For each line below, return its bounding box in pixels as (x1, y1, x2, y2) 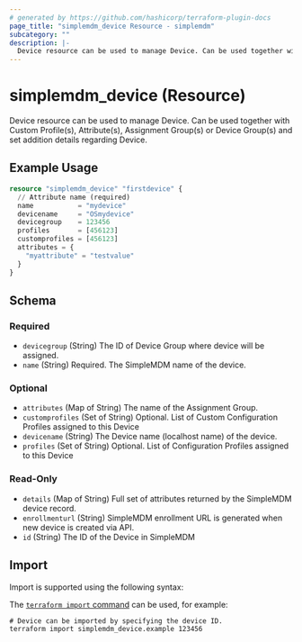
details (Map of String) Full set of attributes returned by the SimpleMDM (22, 493, 292, 504)
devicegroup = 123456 (17, 218, 111, 227)
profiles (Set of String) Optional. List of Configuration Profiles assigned (22, 440, 289, 451)
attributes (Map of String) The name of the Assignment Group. (22, 402, 259, 413)
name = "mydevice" (17, 201, 127, 210)
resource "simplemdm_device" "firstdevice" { (9, 184, 182, 194)
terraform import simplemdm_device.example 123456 (9, 624, 203, 633)
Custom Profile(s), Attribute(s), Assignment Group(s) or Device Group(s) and (9, 125, 293, 136)
